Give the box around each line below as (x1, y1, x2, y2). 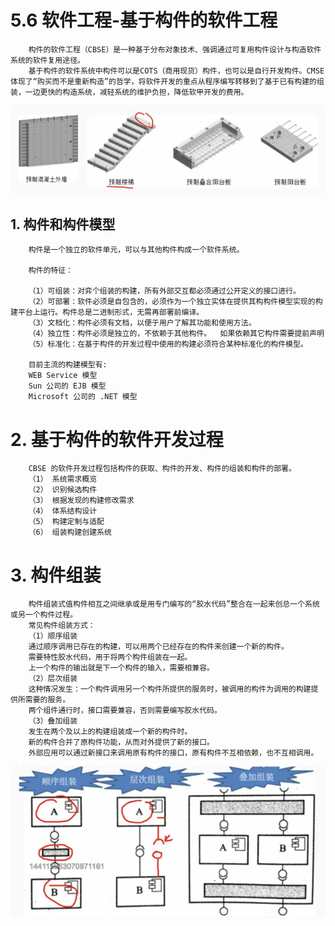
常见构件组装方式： (28, 621, 96, 631)
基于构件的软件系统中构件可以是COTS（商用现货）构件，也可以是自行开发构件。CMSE (28, 66, 325, 76)
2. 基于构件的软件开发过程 (10, 428, 224, 451)
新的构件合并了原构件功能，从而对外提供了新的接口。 (28, 737, 215, 748)
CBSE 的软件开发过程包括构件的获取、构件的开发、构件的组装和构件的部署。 (28, 464, 297, 474)
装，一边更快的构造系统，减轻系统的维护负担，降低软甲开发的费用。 (10, 87, 249, 97)
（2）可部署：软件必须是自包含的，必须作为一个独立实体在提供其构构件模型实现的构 (28, 297, 323, 307)
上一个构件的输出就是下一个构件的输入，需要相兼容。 (28, 663, 215, 673)
